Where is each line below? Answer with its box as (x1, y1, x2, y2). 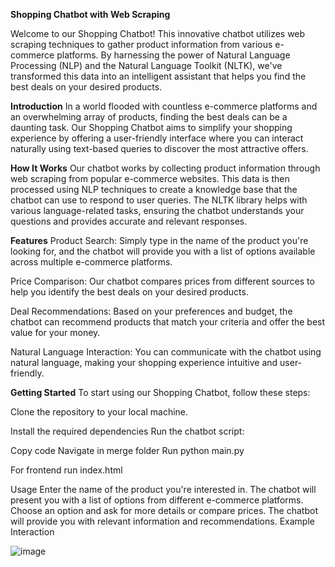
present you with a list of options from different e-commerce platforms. (10, 494, 304, 506)
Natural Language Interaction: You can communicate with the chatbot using (10, 346, 322, 358)
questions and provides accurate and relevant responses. (10, 215, 248, 227)
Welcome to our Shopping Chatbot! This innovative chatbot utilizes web (10, 28, 306, 39)
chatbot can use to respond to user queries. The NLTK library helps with (10, 194, 308, 206)
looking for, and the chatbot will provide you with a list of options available (10, 245, 316, 257)
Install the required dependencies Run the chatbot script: (10, 425, 245, 437)
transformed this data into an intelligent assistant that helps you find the (10, 70, 307, 82)
